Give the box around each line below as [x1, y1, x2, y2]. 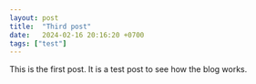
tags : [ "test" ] [9, 38, 67, 48]
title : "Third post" [9, 22, 92, 31]
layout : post [9, 13, 59, 23]
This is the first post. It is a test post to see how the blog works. [9, 64, 248, 75]
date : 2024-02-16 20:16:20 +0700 [9, 30, 145, 39]
